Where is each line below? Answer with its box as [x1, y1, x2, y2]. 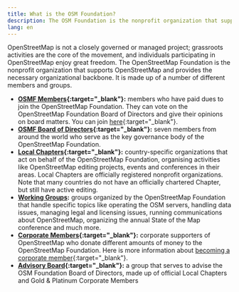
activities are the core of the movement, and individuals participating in [7, 51, 216, 59]
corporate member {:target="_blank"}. [17, 254, 128, 262]
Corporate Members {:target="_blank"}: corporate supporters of [17, 231, 211, 239]
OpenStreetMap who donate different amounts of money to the [17, 239, 203, 247]
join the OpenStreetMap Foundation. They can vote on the [17, 103, 188, 111]
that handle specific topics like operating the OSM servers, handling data [17, 201, 232, 209]
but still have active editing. [17, 186, 98, 194]
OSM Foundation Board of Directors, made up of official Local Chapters [17, 268, 228, 278]
